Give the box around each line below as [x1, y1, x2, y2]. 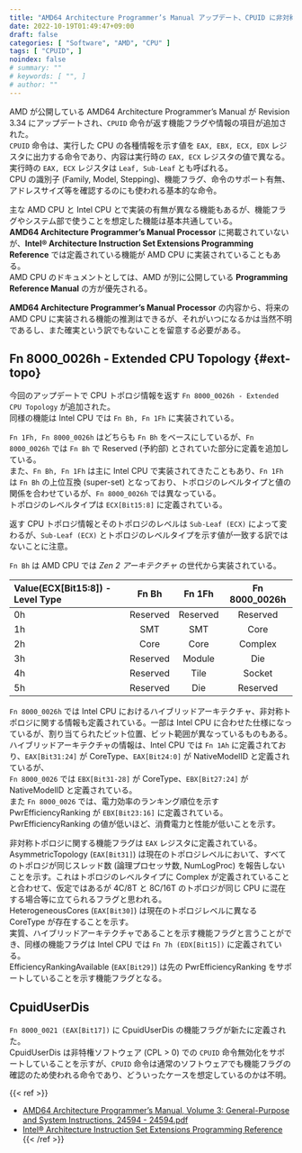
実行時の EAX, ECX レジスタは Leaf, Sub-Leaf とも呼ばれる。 [9, 162, 234, 173]
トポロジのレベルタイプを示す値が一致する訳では [106, 530, 289, 540]
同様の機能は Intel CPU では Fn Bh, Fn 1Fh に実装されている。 [9, 413, 239, 423]
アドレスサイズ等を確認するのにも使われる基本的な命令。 [9, 185, 222, 195]
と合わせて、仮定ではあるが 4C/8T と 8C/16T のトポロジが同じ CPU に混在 [9, 883, 286, 894]
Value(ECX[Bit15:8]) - [13, 582, 111, 595]
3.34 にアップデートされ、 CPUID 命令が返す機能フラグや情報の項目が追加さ [9, 117, 288, 128]
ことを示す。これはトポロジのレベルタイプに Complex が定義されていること [9, 871, 290, 883]
